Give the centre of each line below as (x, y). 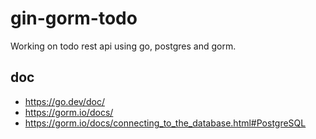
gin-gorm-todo (74, 18)
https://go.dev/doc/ (64, 101)
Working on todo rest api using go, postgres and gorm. (123, 46)
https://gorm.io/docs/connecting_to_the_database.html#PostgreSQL (165, 123)
